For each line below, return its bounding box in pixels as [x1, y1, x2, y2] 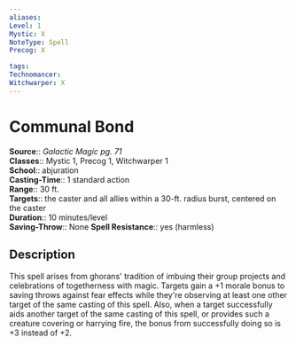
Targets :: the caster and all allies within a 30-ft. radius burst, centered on [9, 192, 277, 204]
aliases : [9, 12, 42, 22]
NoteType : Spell [9, 37, 69, 47]
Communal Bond [9, 116, 135, 137]
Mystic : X [9, 29, 46, 38]
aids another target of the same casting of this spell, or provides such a [9, 308, 270, 319]
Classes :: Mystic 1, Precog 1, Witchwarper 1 [9, 155, 168, 166]
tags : [9, 62, 29, 71]
